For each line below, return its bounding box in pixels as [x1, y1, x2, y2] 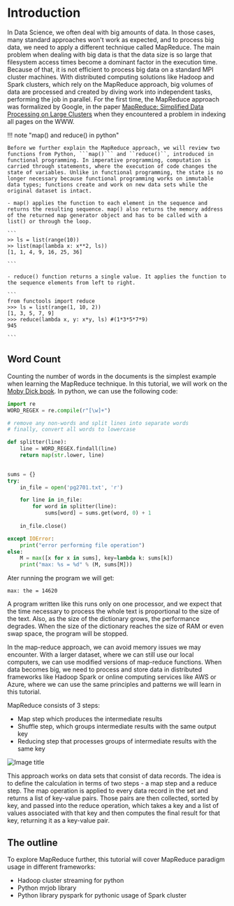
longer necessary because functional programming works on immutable [7, 175, 214, 182]
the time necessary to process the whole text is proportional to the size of [7, 607, 220, 615]
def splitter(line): [7, 439, 68, 446]
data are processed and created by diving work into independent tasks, [7, 88, 213, 96]
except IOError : [7, 535, 54, 542]
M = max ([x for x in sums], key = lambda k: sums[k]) [20, 555, 173, 562]
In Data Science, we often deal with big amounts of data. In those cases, [7, 28, 215, 36]
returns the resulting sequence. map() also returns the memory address [7, 205, 224, 213]
